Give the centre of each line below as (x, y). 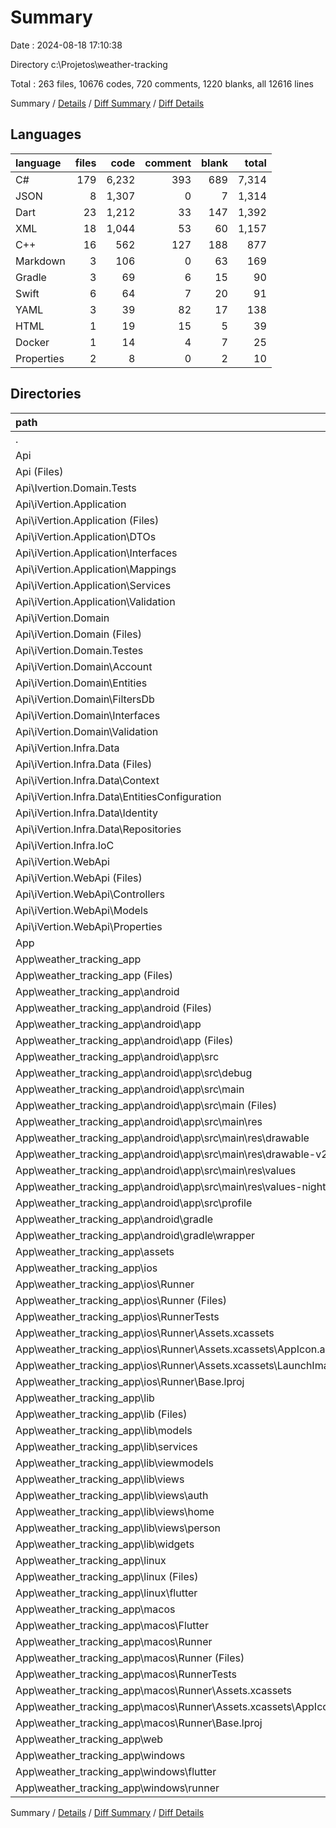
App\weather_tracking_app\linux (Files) (107, 1576)
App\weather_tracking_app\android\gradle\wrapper (135, 1235)
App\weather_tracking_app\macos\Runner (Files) (130, 1658)
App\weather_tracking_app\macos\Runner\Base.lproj (139, 1723)
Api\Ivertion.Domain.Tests (76, 488)
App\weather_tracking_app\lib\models (104, 1430)
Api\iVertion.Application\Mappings (96, 569)
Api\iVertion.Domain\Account (84, 666)
